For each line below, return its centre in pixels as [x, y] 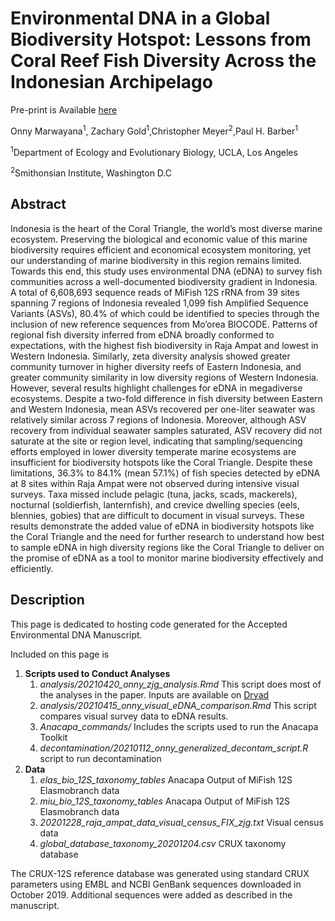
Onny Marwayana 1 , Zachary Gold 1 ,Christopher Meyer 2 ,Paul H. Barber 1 [154, 130]
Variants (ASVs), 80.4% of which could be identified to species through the [165, 313]
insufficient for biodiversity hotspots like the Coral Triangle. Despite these [161, 462]
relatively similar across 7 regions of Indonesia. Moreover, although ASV [158, 419]
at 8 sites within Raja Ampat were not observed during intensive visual [155, 483]
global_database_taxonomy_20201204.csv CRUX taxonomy [163, 843]
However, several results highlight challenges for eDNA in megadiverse [156, 388]
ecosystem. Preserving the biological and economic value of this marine [159, 239]
